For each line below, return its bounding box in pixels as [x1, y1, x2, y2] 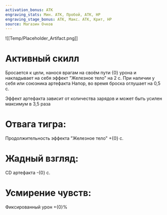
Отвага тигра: [5, 119, 66, 130]
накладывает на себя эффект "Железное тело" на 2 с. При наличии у [5, 75, 155, 81]
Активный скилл [5, 53, 79, 65]
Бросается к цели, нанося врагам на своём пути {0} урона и [5, 70, 137, 76]
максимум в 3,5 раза [5, 101, 51, 107]
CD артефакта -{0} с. [5, 170, 51, 176]
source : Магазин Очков [5, 21, 53, 27]
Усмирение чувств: [5, 187, 92, 199]
